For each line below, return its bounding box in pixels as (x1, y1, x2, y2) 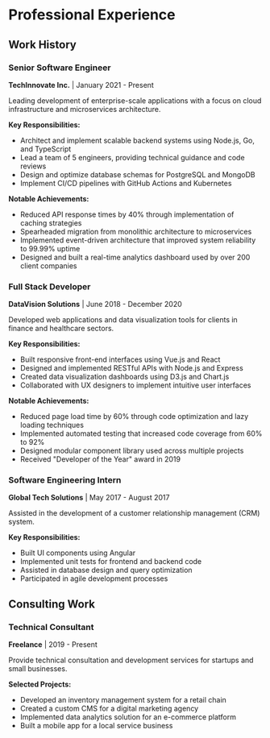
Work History (8, 38, 77, 52)
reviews (19, 161, 47, 171)
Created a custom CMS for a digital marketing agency (19, 703, 199, 714)
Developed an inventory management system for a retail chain (19, 695, 227, 705)
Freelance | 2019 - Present (8, 640, 98, 649)
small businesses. (8, 664, 68, 674)
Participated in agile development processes (19, 574, 168, 583)
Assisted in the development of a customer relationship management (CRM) (8, 508, 260, 518)
